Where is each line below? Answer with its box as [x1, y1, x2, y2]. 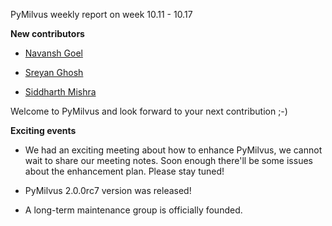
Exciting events [10, 125, 77, 136]
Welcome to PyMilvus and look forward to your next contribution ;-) [10, 105, 288, 117]
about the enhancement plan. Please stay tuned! [24, 165, 225, 177]
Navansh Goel [24, 47, 83, 59]
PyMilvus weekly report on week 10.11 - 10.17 [10, 9, 193, 20]
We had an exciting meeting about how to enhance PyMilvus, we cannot [24, 144, 323, 156]
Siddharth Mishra [24, 86, 97, 98]
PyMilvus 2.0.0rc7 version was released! [24, 185, 192, 196]
